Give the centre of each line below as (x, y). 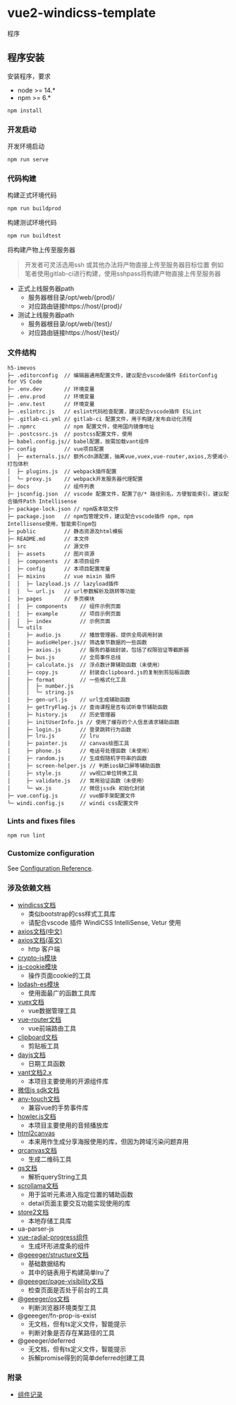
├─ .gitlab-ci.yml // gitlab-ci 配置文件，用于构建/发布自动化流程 (100, 419)
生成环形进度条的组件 (59, 1246)
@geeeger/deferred (46, 1340)
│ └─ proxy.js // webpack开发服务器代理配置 (75, 479)
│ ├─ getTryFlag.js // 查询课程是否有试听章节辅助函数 (88, 707)
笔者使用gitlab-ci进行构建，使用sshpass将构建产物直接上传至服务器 (123, 274)
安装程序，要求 (29, 76)
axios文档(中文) (40, 931)
